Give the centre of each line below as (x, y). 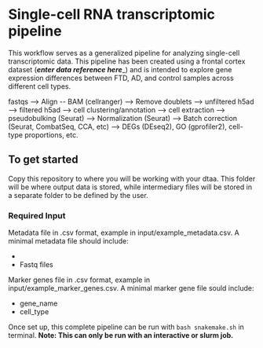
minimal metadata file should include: (68, 241)
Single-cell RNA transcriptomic (112, 15)
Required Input (37, 215)
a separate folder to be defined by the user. (79, 195)
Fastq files (36, 265)
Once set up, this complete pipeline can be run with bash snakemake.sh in (126, 327)
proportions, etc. (51, 134)
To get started (43, 160)
